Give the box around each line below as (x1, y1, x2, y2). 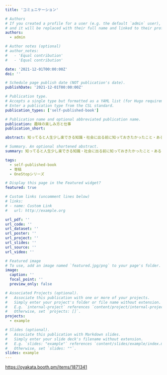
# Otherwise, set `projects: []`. (5, 309, 81, 314)
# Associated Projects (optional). (5, 290, 79, 295)
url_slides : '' (5, 240, 37, 245)
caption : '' (9, 272, 35, 277)
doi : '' (5, 71, 21, 76)
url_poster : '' (5, 231, 37, 236)
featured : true (5, 185, 37, 190)
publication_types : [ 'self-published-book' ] (5, 108, 99, 113)
